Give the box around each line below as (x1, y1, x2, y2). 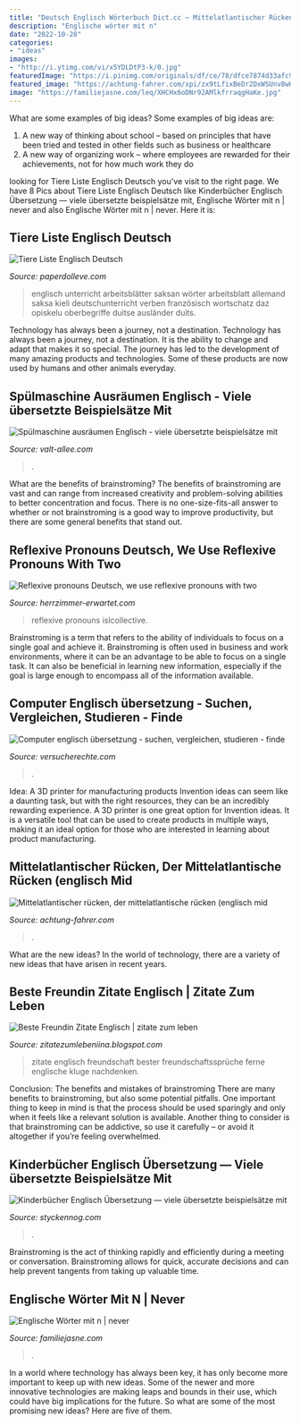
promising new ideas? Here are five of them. (9, 1405, 172, 1416)
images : (9, 55, 38, 64)
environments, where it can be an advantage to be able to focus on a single (9, 650, 287, 662)
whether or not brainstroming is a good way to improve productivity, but (9, 507, 274, 518)
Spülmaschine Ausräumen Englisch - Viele (9, 388, 252, 403)
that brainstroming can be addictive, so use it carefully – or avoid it (9, 1122, 254, 1132)
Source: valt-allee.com (9, 444, 94, 454)
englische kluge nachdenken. (30, 1066, 140, 1077)
